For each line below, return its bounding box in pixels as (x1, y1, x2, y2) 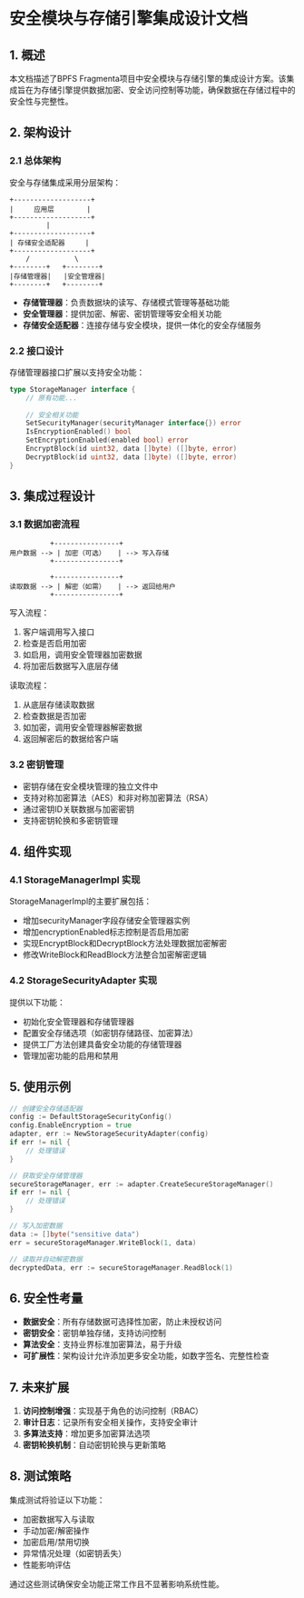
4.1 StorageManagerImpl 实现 (9, 874, 141, 886)
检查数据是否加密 (22, 711, 87, 722)
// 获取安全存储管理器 (9, 1171, 83, 1180)
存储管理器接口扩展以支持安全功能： (9, 366, 145, 377)
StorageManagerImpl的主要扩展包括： (9, 896, 152, 907)
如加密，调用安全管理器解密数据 (22, 722, 142, 733)
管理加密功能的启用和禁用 (22, 1050, 119, 1061)
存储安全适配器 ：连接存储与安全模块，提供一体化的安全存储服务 (22, 319, 261, 330)
